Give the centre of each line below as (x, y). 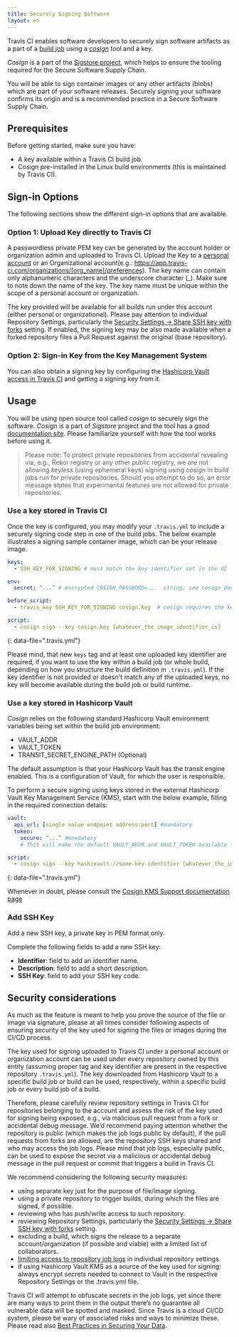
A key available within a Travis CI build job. (80, 159)
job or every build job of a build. (54, 1090)
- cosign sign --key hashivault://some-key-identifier (97, 864)
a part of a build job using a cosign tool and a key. (80, 48)
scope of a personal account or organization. (73, 293)
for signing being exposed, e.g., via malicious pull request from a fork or (113, 1118)
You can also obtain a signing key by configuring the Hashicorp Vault (108, 371)
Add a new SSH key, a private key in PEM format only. (86, 933)
